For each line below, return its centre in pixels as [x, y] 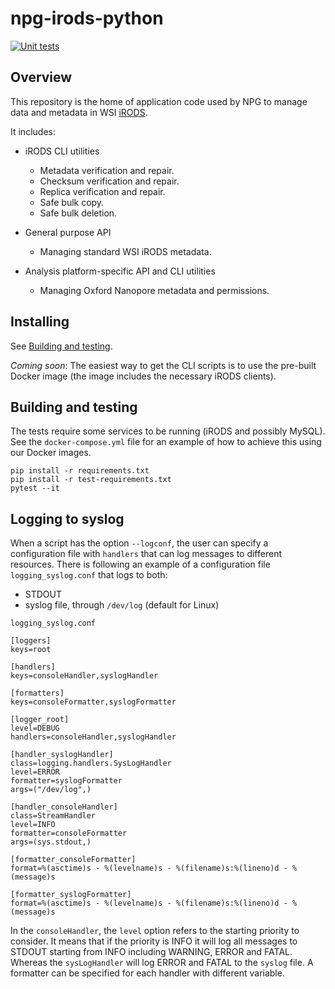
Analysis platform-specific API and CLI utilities [120, 271]
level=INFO [33, 825]
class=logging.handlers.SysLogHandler [91, 763]
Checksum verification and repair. [109, 181]
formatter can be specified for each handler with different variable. [147, 973]
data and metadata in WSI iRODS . [79, 112]
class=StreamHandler [53, 816]
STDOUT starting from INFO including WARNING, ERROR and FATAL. [151, 952]
